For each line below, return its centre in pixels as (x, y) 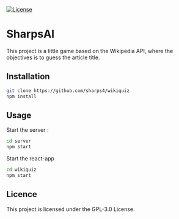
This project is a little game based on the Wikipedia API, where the (90, 51)
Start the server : (27, 130)
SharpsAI (31, 34)
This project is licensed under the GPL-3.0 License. (71, 209)
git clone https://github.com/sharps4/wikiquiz (68, 91)
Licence (22, 194)
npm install (21, 96)
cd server (19, 141)
